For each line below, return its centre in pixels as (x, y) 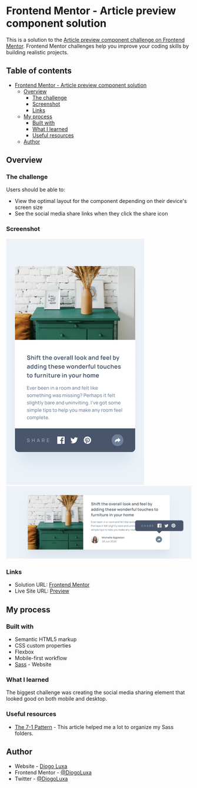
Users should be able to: (36, 189)
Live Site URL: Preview (42, 591)
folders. (24, 733)
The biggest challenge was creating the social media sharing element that (96, 692)
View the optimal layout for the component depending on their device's (101, 201)
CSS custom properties (43, 646)
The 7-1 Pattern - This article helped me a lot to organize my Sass (94, 727)
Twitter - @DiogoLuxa (41, 779)
